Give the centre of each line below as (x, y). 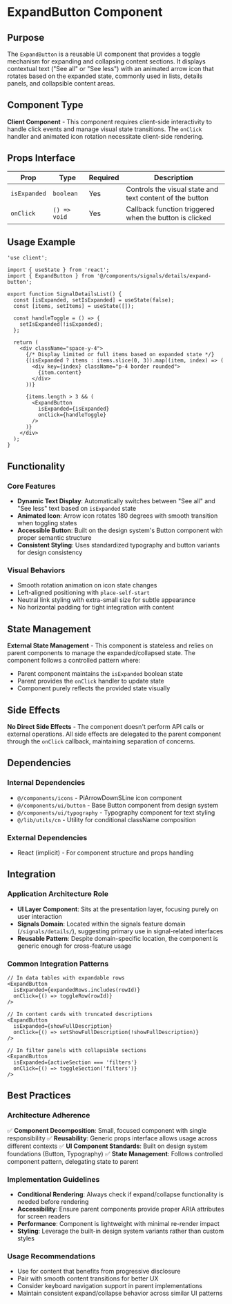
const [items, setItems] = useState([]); (74, 306)
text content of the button (167, 197)
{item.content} (59, 373)
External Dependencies (47, 837)
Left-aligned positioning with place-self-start (84, 593)
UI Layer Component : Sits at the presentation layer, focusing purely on (118, 909)
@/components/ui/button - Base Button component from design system (118, 805)
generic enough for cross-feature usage (74, 946)
